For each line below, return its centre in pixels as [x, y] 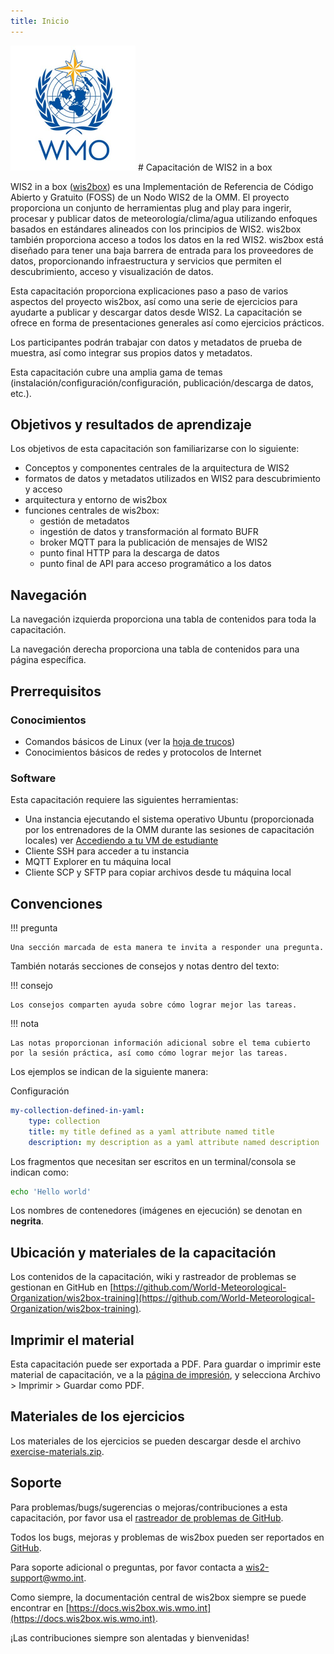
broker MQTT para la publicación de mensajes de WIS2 [153, 542]
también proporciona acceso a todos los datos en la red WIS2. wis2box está [167, 239]
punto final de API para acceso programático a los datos [155, 564]
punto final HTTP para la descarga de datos [129, 553]
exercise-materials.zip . [57, 1451]
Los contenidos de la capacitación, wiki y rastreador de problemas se [153, 1277]
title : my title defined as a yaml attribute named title [151, 1131]
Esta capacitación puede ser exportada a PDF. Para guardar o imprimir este [166, 1364]
